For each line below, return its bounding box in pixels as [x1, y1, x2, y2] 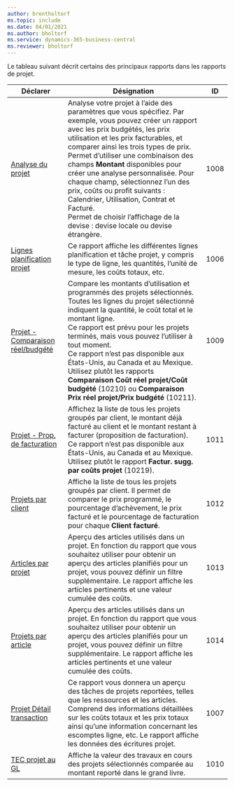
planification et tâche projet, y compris [67, 250, 194, 260]
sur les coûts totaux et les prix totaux [67, 713, 189, 722]
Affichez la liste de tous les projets [67, 404, 180, 414]
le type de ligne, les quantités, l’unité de [67, 259, 198, 268]
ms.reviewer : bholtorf [7, 43, 73, 50]
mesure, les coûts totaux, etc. [67, 267, 164, 277]
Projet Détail [10, 704, 51, 713]
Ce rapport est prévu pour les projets [67, 323, 190, 332]
